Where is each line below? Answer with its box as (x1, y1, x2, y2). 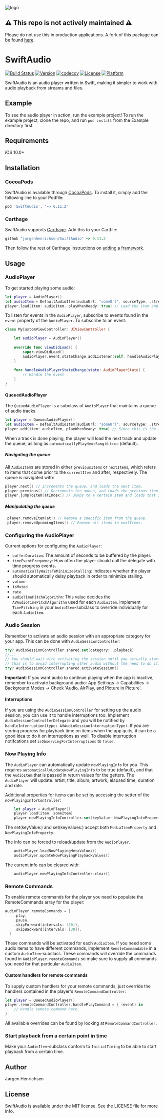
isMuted (12, 585, 28, 590)
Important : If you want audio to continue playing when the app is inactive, (5, 675, 154, 680)
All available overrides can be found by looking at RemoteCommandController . (5, 1020, 157, 1026)
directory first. (5, 122, 34, 128)
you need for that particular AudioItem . (5, 961, 82, 967)
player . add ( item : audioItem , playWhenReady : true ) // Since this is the (5, 426, 156, 431)
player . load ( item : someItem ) (14, 811, 73, 816)
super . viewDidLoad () (22, 350, 64, 354)
